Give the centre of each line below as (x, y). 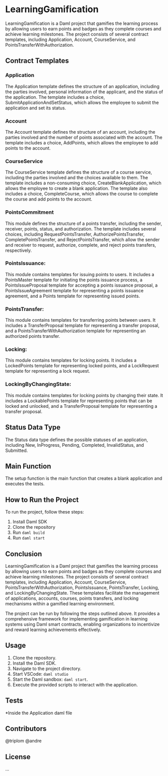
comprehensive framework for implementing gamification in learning (76, 618)
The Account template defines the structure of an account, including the (80, 132)
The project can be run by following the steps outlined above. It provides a (82, 613)
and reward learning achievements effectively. (53, 630)
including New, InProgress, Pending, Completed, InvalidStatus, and (75, 445)
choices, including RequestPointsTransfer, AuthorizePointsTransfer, (75, 234)
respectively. (18, 250)
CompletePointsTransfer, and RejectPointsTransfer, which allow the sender (82, 240)
